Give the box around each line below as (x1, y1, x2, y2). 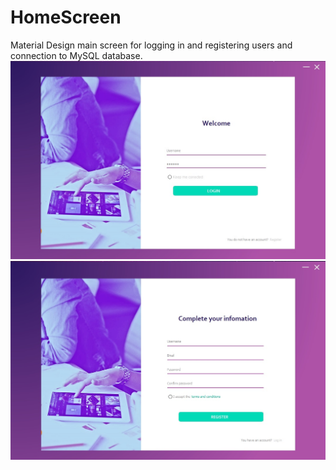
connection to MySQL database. (10, 49, 143, 61)
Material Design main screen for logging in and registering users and (10, 39, 293, 51)
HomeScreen (10, 6, 122, 29)
